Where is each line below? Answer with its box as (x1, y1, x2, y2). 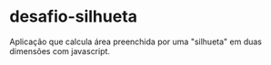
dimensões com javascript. (9, 45, 111, 56)
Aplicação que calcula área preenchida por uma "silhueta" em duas (9, 36, 262, 47)
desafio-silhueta (9, 6, 138, 27)
